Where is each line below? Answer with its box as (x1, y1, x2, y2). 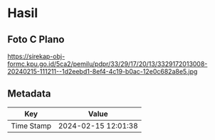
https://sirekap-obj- (7, 52, 65, 60)
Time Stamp (11, 121, 52, 131)
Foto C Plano (7, 33, 65, 45)
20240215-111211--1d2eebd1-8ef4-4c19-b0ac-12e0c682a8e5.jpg (7, 68, 198, 75)
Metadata (7, 87, 51, 100)
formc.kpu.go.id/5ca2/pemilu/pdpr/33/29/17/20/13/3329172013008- (7, 60, 208, 68)
